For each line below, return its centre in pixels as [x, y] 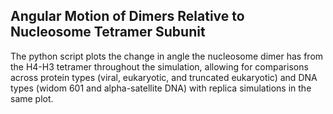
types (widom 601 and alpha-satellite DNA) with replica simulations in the [161, 88]
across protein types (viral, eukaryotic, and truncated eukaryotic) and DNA [164, 77]
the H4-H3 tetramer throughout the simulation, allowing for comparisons [159, 66]
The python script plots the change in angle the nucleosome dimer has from [167, 56]
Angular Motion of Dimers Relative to [127, 16]
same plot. [32, 98]
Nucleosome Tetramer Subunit [108, 32]
